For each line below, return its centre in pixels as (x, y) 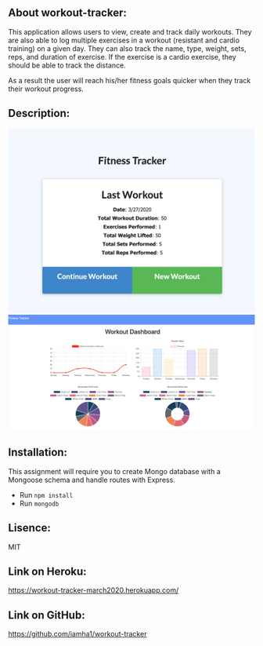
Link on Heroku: (48, 571)
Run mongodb (39, 503)
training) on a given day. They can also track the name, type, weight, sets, (127, 48)
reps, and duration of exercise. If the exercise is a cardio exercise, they (122, 57)
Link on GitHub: (47, 615)
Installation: (38, 453)
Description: (39, 113)
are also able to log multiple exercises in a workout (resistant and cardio (124, 40)
